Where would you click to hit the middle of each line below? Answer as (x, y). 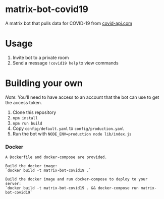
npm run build (27, 123)
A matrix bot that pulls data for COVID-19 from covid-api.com (69, 23)
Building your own (44, 83)
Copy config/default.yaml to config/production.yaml (68, 128)
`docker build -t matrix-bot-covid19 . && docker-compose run (72, 188)
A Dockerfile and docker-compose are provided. (56, 157)
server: (13, 184)
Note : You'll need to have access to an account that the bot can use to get (82, 97)
